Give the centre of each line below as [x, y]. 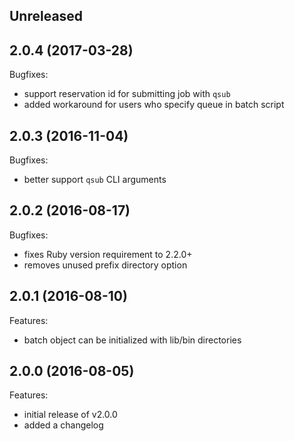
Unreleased [46, 16]
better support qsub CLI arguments [95, 180]
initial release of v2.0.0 [70, 415]
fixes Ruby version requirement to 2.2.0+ [108, 254]
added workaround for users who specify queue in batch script [154, 105]
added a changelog [63, 425]
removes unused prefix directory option [105, 265]
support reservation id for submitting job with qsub [127, 94]
